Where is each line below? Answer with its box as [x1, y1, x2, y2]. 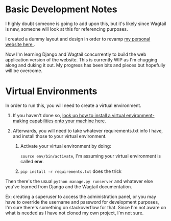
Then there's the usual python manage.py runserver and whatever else [5, 178, 153, 184]
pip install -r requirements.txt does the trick [20, 168, 121, 174]
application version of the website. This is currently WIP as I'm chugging [5, 56, 158, 62]
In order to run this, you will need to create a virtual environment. [5, 102, 141, 108]
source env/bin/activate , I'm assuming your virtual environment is [20, 152, 161, 159]
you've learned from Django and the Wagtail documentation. [5, 183, 132, 190]
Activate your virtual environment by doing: [20, 143, 111, 149]
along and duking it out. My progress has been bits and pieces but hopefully [5, 62, 166, 68]
